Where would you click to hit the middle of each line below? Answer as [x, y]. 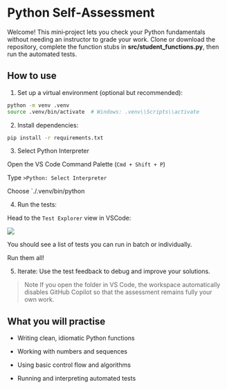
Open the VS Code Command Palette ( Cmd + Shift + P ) [87, 164]
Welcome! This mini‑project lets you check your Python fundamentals [106, 32]
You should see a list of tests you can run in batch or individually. [100, 245]
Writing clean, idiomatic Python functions [76, 338]
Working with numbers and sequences [72, 352]
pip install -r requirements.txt [55, 138]
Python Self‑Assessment [81, 13]
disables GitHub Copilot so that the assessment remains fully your [118, 292]
